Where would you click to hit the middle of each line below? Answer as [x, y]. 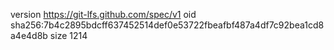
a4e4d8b [29, 35]
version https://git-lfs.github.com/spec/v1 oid [103, 14]
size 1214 [68, 35]
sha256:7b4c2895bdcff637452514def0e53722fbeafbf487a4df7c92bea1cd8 [167, 25]
